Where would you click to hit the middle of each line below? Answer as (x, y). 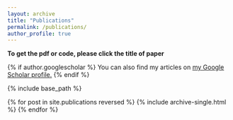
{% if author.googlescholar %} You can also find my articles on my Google (116, 67)
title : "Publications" (41, 20)
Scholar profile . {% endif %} (49, 75)
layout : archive (31, 14)
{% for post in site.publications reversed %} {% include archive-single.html (117, 102)
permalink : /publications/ (47, 27)
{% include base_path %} (45, 88)
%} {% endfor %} (33, 109)
